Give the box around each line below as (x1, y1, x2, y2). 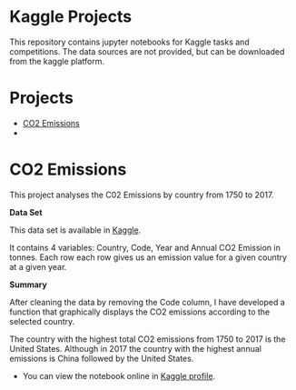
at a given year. (9, 261, 67, 272)
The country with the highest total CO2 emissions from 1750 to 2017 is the (9, 334, 286, 345)
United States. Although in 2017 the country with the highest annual (9, 343, 261, 354)
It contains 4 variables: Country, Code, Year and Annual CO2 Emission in (9, 242, 281, 253)
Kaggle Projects (9, 6, 133, 27)
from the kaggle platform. (9, 55, 104, 66)
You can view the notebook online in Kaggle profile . (22, 370, 216, 381)
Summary (9, 279, 47, 290)
